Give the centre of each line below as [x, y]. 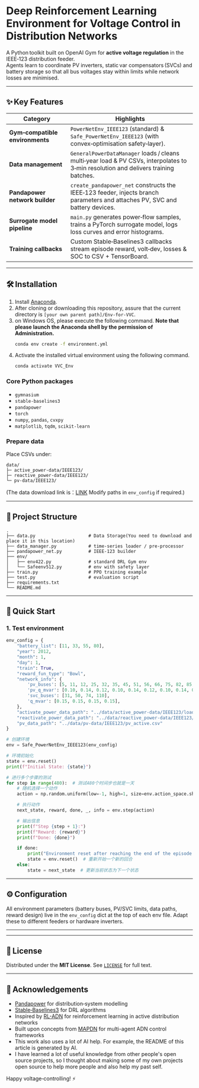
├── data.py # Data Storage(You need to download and [99, 536]
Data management [36, 164]
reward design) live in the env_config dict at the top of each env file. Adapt [97, 915]
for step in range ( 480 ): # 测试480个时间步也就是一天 [70, 783]
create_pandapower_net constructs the [123, 185]
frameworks [29, 1035]
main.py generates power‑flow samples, [126, 217]
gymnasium [27, 395]
